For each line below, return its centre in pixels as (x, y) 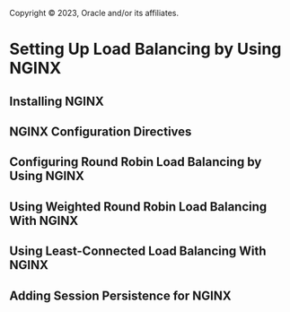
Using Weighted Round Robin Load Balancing (138, 207)
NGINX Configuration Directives (101, 131)
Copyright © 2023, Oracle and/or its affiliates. (94, 13)
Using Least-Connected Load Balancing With (138, 251)
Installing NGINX (57, 101)
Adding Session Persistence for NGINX (120, 295)
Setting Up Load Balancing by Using (145, 49)
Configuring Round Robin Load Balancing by (136, 162)
